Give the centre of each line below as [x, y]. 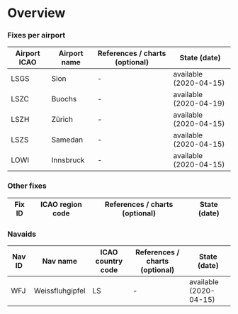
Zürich [62, 120]
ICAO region [61, 204]
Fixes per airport [36, 35]
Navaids [22, 234]
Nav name [60, 262]
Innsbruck [68, 160]
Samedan [67, 140]
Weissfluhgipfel [60, 291]
